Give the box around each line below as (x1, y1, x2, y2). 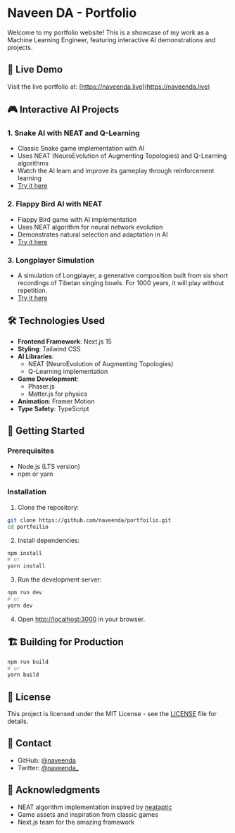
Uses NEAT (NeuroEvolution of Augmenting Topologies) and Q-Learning (17, 151, 227, 160)
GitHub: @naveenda (17, 756, 76, 765)
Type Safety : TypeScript (17, 404, 89, 413)
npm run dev (7, 589, 42, 596)
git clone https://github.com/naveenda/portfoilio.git (7, 516, 172, 524)
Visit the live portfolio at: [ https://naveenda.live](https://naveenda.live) (7, 82, 210, 91)
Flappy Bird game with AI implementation (17, 215, 137, 223)
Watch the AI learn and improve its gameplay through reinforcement (17, 167, 215, 175)
